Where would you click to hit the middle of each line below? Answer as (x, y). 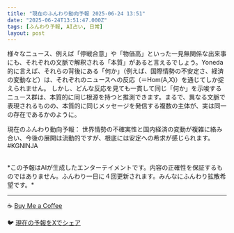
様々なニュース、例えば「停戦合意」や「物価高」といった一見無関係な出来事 (117, 54)
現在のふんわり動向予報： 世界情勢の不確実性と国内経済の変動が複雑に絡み (115, 129)
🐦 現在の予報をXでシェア (44, 223)
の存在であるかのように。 (44, 115)
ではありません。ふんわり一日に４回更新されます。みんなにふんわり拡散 (117, 176)
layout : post (26, 33)
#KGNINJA (23, 146)
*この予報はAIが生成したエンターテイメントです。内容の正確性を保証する (112, 168)
